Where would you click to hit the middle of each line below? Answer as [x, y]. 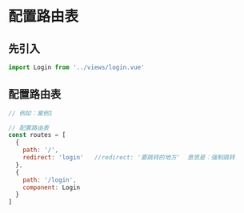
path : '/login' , [50, 180]
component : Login [52, 187]
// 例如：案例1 [31, 113]
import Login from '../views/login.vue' [77, 67]
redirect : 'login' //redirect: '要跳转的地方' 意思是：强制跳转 [129, 158]
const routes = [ [37, 135]
